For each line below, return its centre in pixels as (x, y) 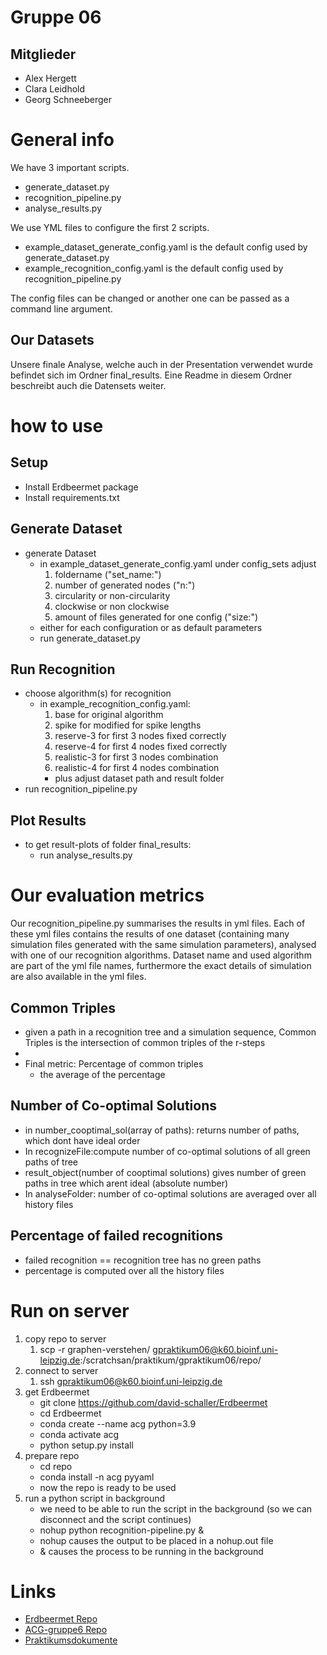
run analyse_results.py (86, 855)
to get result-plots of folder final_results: (108, 845)
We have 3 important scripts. (70, 167)
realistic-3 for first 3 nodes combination (136, 757)
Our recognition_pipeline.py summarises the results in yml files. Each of (158, 923)
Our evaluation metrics (107, 895)
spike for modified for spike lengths (128, 725)
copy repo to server (65, 1338)
